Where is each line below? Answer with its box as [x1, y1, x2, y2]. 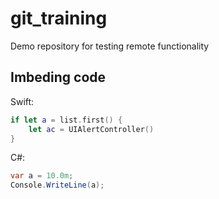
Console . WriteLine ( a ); [10, 180, 105, 191]
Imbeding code [10, 69, 107, 86]
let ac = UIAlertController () [28, 124, 155, 134]
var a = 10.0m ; [10, 171, 74, 181]
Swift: [10, 95, 35, 107]
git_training [10, 7, 108, 30]
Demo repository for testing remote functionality [10, 40, 210, 52]
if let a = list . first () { [10, 115, 123, 125]
